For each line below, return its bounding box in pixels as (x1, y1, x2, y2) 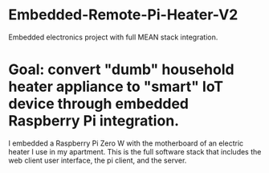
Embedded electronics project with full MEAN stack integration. (8, 32, 218, 42)
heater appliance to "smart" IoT (8, 78, 223, 96)
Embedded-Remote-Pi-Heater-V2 (8, 6, 238, 24)
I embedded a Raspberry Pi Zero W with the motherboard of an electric (8, 138, 244, 148)
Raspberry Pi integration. (8, 112, 179, 130)
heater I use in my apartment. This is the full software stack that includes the (8, 146, 262, 156)
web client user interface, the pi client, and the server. (8, 155, 187, 165)
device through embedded (8, 95, 190, 113)
